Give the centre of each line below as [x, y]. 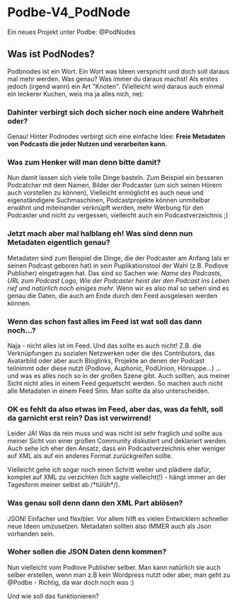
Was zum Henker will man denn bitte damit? [84, 162]
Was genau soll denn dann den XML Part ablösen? [95, 503]
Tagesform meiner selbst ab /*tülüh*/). [64, 485]
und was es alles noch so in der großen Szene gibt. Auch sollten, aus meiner [119, 375]
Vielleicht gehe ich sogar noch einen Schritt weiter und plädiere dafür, [109, 470]
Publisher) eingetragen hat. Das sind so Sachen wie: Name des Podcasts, [115, 273]
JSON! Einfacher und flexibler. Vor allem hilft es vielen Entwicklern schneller [118, 518]
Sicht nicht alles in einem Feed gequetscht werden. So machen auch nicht [115, 383]
